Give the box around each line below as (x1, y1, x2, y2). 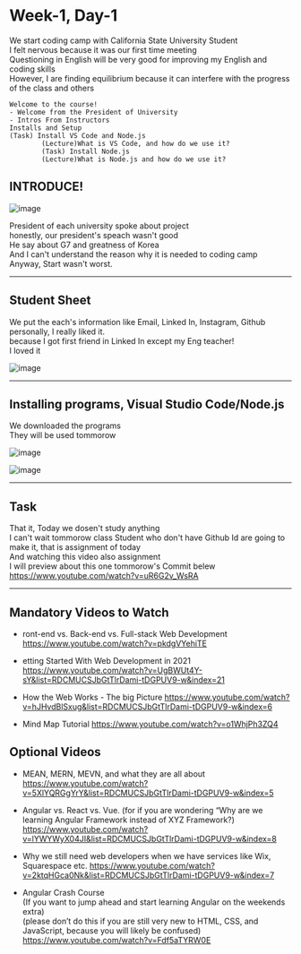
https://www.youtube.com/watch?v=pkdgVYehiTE (21, 638, 208, 649)
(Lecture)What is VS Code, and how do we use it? (41, 139, 230, 148)
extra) (21, 906, 45, 916)
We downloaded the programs (9, 420, 121, 431)
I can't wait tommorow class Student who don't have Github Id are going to (9, 532, 285, 543)
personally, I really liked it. (9, 326, 106, 337)
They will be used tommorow (9, 430, 116, 441)
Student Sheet (9, 293, 91, 308)
